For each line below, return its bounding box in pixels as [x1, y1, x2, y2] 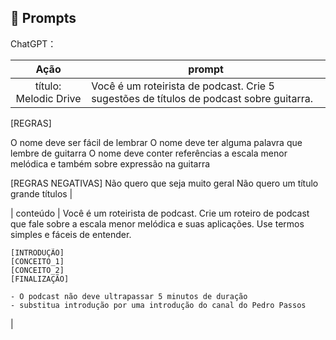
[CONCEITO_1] [10, 256, 65, 266]
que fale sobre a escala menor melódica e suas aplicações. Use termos [10, 217, 305, 230]
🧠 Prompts [10, 10, 77, 27]
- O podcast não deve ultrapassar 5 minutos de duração [10, 291, 248, 301]
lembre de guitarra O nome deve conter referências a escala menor [10, 147, 288, 159]
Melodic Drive [15, 91, 82, 105]
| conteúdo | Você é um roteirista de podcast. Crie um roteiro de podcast [10, 207, 310, 219]
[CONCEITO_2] [10, 265, 65, 275]
